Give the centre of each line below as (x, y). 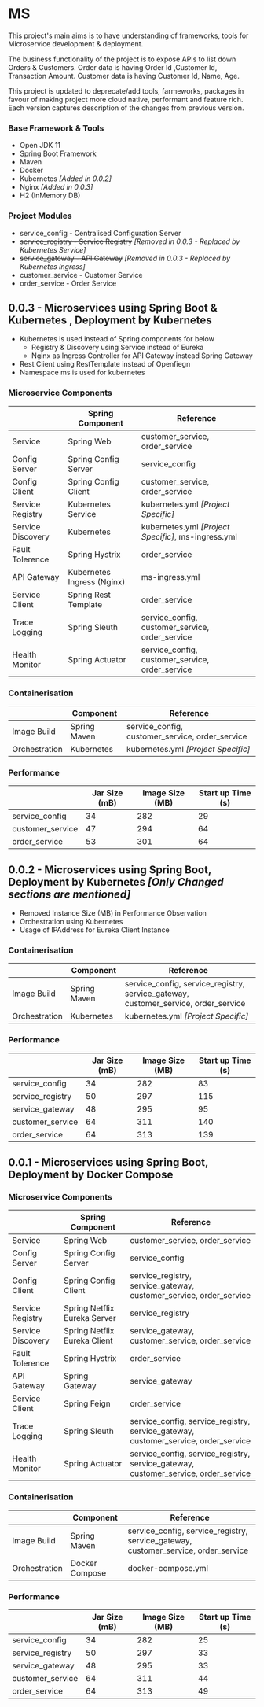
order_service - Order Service (68, 283)
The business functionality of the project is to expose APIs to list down (122, 59)
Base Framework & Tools (56, 128)
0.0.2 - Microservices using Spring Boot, (110, 870)
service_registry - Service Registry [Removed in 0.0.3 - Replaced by (130, 241)
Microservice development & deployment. (76, 43)
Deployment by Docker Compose (91, 1175)
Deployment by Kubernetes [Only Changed (116, 882)
